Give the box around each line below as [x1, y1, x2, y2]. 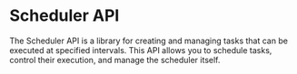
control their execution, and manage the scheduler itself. [9, 54, 221, 65]
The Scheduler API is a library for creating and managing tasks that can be [9, 35, 289, 46]
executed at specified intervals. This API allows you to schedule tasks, [9, 44, 272, 55]
